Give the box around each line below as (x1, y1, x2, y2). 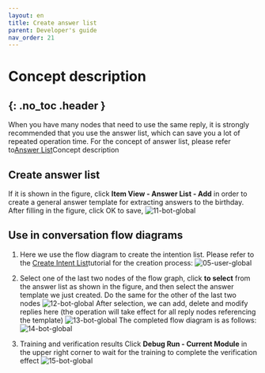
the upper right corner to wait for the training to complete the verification (19, 347, 257, 356)
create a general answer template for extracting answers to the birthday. (8, 198, 244, 207)
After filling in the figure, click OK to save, (8, 206, 144, 216)
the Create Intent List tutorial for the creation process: (19, 258, 194, 267)
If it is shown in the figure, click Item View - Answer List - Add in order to (8, 189, 248, 198)
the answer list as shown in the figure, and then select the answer (19, 281, 234, 291)
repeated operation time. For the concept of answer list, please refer (8, 137, 231, 146)
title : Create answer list (8, 19, 97, 27)
